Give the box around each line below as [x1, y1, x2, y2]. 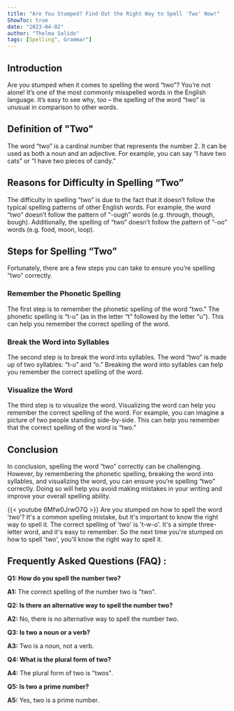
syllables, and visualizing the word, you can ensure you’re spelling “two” [7, 477, 215, 486]
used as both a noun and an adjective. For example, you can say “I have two [7, 149, 226, 157]
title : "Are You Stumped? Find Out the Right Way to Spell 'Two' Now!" [7, 10, 220, 17]
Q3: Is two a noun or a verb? [7, 628, 91, 636]
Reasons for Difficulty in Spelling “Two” [7, 177, 184, 189]
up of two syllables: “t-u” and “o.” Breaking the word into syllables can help [7, 360, 224, 368]
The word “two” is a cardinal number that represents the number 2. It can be [7, 141, 227, 150]
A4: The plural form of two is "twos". [7, 668, 113, 677]
